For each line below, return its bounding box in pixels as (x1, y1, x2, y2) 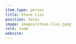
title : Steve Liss (5, 12, 44, 17)
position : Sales (5, 17, 40, 22)
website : (5, 31, 24, 36)
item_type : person (5, 7, 44, 13)
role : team (5, 26, 28, 31)
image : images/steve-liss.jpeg (5, 21, 71, 27)
